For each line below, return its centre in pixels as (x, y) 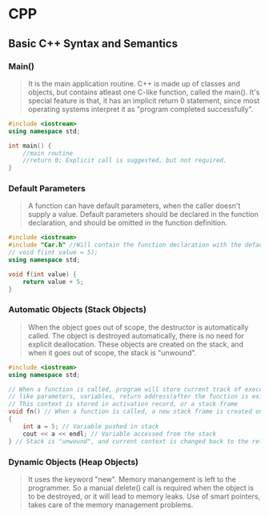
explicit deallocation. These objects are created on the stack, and (136, 344)
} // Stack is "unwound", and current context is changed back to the (128, 441)
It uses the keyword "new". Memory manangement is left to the (132, 479)
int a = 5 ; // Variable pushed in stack (91, 426)
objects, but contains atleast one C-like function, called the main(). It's (144, 92)
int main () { (30, 146)
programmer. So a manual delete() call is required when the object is (141, 487)
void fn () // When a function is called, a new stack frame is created (130, 412)
